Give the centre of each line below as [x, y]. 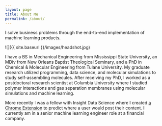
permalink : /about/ [25, 19]
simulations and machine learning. [40, 93]
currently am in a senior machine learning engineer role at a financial [74, 113]
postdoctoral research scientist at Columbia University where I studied [76, 83]
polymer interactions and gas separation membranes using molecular [75, 88]
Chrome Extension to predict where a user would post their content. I [75, 108]
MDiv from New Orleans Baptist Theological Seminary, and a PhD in [74, 62]
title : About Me [22, 14]
